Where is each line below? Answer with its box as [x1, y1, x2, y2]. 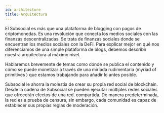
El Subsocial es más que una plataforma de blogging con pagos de [5, 25, 141, 31]
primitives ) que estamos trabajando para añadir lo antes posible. [5, 72, 137, 77]
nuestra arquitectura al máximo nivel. [5, 51, 81, 57]
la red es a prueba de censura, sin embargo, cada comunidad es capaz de [5, 97, 157, 103]
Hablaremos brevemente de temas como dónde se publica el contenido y [5, 61, 155, 67]
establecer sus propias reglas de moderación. [5, 102, 99, 108]
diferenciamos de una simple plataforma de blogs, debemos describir [5, 46, 147, 52]
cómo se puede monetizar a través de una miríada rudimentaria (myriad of [5, 66, 157, 72]
